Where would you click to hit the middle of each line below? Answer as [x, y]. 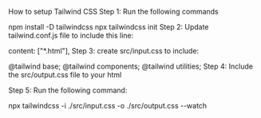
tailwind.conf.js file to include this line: [71, 35]
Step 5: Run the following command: [68, 90]
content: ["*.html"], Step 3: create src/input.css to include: [104, 51]
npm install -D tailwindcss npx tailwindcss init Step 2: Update [109, 27]
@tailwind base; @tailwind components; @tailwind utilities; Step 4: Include [131, 66]
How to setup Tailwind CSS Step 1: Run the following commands [114, 12]
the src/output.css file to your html [65, 75]
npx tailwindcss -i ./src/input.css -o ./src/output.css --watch [108, 106]
